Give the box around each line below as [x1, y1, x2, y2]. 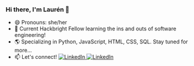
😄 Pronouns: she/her [14, 19, 67, 26]
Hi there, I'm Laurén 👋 [5, 5, 70, 14]
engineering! [14, 32, 46, 39]
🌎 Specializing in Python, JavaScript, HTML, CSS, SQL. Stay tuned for [14, 38, 188, 45]
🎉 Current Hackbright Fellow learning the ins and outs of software [14, 25, 177, 32]
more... [14, 47, 32, 54]
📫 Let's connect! [14, 54, 57, 61]
